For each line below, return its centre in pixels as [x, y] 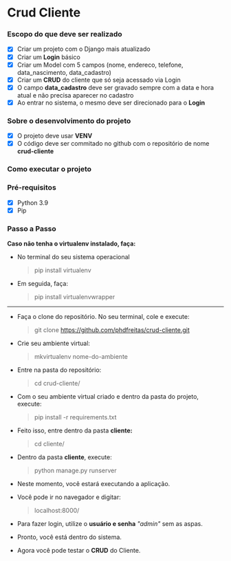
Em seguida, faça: [43, 283]
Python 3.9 [33, 202]
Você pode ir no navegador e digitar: [69, 497]
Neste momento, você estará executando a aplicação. [93, 483]
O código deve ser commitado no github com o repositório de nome [113, 144]
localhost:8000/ [57, 510]
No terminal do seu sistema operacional [73, 256]
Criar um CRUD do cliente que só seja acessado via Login [99, 80]
